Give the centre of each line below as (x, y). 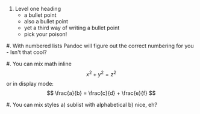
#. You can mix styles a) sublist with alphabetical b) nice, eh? (82, 104)
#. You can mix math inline (39, 64)
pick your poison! (45, 34)
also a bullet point (46, 21)
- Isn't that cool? (27, 52)
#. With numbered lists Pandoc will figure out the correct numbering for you (100, 46)
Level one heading (38, 9)
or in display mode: (30, 83)
